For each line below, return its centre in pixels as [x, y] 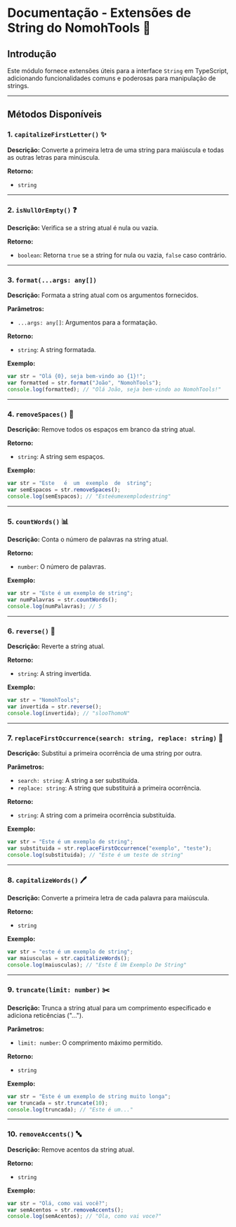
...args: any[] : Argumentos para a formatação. [87, 322]
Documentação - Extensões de [99, 13]
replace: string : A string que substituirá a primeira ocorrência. [109, 788]
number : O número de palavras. [62, 567]
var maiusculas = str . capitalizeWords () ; [69, 958]
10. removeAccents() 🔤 [45, 1134]
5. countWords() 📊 [38, 521]
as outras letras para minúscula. [54, 157]
